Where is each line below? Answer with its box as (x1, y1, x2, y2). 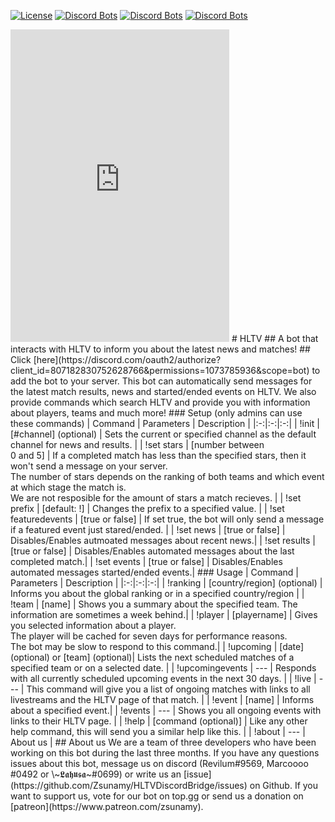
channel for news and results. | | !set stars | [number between (10, 439, 265, 450)
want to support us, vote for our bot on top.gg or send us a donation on (10, 790, 304, 802)
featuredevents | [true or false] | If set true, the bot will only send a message (10, 513, 325, 525)
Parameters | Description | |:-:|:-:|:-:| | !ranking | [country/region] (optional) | (10, 577, 323, 589)
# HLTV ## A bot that (231, 333, 319, 344)
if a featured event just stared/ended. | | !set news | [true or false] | (10, 524, 286, 535)
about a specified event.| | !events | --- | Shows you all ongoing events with (10, 705, 322, 716)
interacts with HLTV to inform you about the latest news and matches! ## (10, 343, 311, 355)
